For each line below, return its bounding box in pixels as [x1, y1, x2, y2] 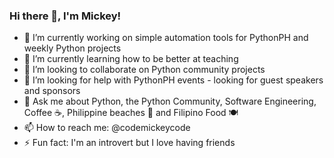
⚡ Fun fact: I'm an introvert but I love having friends [23, 137, 236, 149]
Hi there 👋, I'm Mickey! [9, 9, 122, 23]
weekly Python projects [23, 42, 122, 54]
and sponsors [23, 85, 81, 97]
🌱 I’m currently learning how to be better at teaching [23, 53, 239, 65]
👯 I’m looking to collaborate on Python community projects [23, 64, 266, 76]
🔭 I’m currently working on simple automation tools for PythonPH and [23, 32, 309, 44]
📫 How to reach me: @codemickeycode [23, 122, 191, 134]
